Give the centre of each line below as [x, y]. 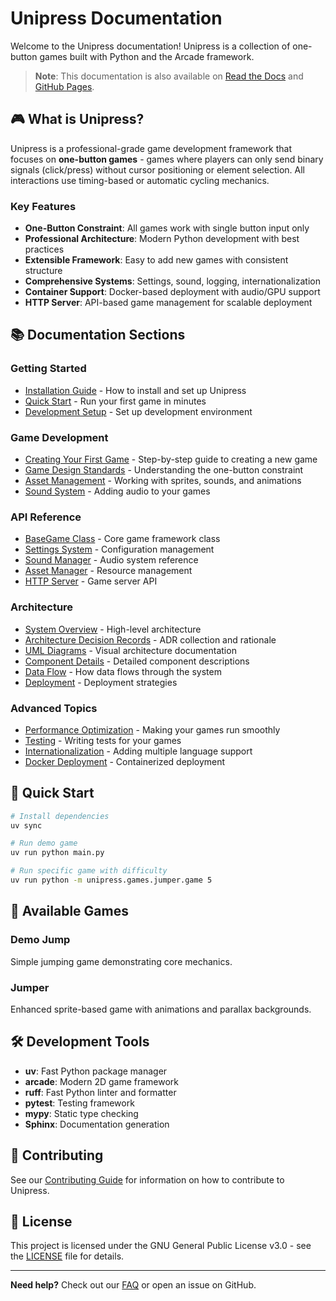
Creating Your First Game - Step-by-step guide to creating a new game [171, 459]
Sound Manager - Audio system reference [111, 560]
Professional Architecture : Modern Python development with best [162, 239]
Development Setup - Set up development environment [138, 411]
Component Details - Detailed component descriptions [137, 661]
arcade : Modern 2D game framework [102, 1081]
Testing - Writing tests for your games [103, 740]
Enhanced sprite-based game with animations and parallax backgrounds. [161, 1009]
